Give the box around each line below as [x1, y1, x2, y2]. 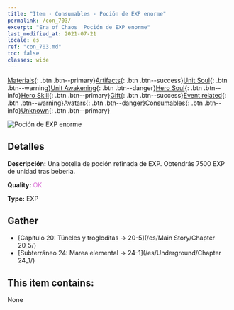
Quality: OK [7, 180, 43, 189]
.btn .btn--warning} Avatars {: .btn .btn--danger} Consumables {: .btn [7, 99, 204, 107]
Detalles [7, 140, 45, 153]
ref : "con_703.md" [7, 43, 62, 50]
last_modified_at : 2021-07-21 [7, 30, 97, 38]
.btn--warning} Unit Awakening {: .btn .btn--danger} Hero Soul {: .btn [7, 83, 203, 92]
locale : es [7, 37, 40, 44]
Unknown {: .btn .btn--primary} [21, 106, 111, 114]
